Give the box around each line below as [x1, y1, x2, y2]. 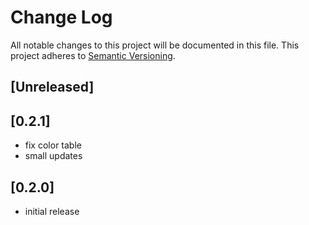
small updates [24, 150, 83, 162]
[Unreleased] [10, 79, 95, 96]
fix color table [24, 139, 82, 151]
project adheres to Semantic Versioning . [10, 49, 176, 61]
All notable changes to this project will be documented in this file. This [10, 39, 300, 51]
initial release [24, 205, 80, 217]
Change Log [10, 6, 113, 29]
